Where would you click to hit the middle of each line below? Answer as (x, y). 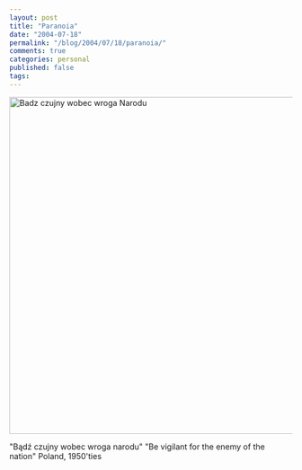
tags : (19, 76)
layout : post (34, 18)
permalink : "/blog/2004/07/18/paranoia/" (88, 43)
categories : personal (50, 59)
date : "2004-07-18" (46, 34)
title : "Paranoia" (44, 26)
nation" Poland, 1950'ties (55, 456)
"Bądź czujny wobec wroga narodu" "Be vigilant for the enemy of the (137, 447)
